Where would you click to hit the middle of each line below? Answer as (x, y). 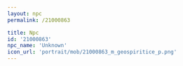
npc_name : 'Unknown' (38, 46)
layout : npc (25, 14)
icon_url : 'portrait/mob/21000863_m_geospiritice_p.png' (92, 52)
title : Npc (23, 33)
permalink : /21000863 (39, 20)
